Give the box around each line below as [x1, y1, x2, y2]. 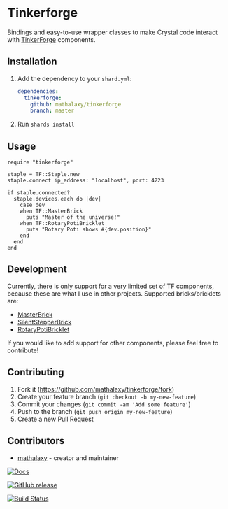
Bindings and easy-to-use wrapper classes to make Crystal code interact [7, 28, 218, 36]
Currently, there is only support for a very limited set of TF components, [7, 282, 215, 290]
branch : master [30, 107, 75, 115]
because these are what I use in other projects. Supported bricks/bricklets [7, 289, 222, 298]
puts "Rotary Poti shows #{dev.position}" [25, 226, 152, 234]
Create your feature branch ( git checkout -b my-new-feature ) [17, 392, 197, 401]
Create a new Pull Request [17, 415, 94, 423]
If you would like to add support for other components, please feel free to [7, 338, 219, 347]
